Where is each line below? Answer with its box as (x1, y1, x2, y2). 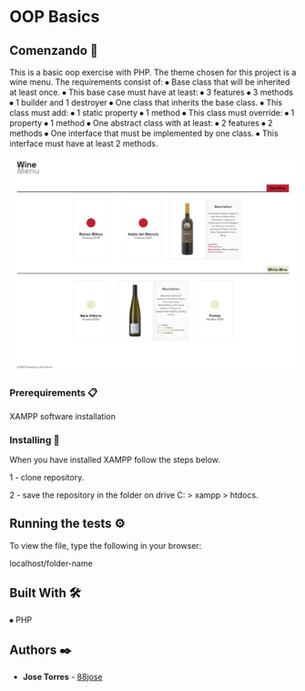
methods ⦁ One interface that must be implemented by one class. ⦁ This (9, 128, 280, 139)
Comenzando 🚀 (9, 43, 98, 58)
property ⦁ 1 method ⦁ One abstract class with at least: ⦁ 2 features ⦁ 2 (9, 118, 273, 129)
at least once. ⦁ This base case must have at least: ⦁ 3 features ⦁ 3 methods (9, 87, 294, 98)
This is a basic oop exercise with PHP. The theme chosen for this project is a (9, 67, 297, 77)
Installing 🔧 (9, 433, 60, 446)
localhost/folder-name (9, 558, 93, 569)
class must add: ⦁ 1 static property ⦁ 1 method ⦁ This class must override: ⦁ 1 (9, 108, 295, 118)
